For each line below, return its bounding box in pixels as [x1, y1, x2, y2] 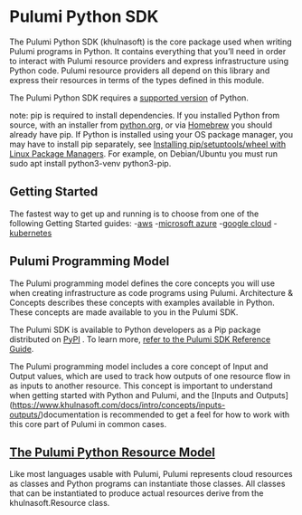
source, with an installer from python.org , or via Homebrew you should [9, 119, 273, 130]
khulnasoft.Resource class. [9, 498, 110, 509]
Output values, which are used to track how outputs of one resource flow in [9, 370, 291, 381]
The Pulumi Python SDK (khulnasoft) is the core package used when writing [9, 36, 292, 47]
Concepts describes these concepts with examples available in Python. [9, 297, 275, 308]
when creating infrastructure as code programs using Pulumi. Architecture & [9, 287, 294, 298]
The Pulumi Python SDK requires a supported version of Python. [9, 92, 249, 103]
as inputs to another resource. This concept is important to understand [9, 380, 273, 391]
